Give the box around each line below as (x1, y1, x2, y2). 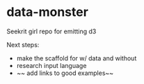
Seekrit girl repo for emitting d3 (6, 27, 97, 35)
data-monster (6, 4, 88, 20)
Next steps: (6, 40, 40, 49)
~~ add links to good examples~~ (16, 69, 114, 77)
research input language (16, 61, 87, 69)
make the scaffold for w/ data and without (16, 53, 137, 62)
